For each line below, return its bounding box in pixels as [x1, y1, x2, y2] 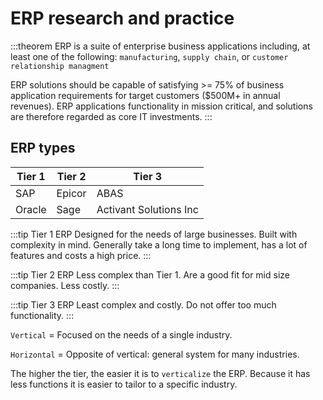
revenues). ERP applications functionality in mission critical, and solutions [10, 100, 313, 112]
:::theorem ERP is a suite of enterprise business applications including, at [10, 40, 311, 52]
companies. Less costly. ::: [10, 279, 120, 291]
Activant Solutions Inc [96, 202, 199, 216]
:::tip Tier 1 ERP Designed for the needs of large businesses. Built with [10, 228, 298, 240]
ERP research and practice [10, 7, 235, 30]
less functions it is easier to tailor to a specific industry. [10, 378, 238, 390]
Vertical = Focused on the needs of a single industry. [10, 328, 233, 341]
